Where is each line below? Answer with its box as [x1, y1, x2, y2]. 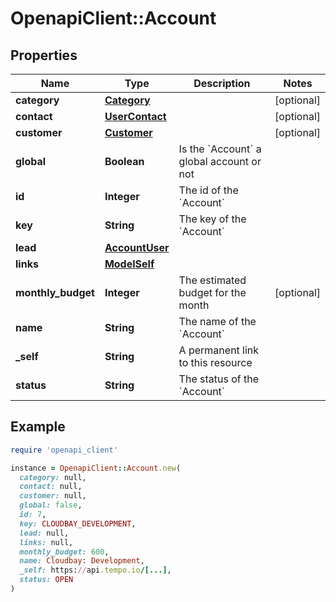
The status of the [178, 372, 260, 386]
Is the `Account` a [178, 142, 262, 156]
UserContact [104, 110, 167, 123]
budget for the [178, 286, 247, 299]
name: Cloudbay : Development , [19, 556, 145, 566]
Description [193, 77, 251, 90]
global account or [178, 155, 262, 168]
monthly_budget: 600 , [19, 547, 110, 557]
